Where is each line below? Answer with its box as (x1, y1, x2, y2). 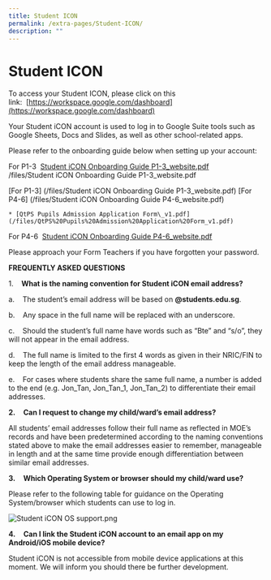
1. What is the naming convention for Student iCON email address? (8, 279, 243, 289)
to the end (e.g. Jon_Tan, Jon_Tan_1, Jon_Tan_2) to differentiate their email (8, 383, 256, 393)
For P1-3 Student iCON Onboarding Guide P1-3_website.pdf (8, 161, 209, 171)
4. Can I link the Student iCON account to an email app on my (8, 529, 224, 539)
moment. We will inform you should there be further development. (8, 562, 229, 572)
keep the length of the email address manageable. (8, 359, 176, 369)
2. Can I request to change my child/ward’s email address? (8, 407, 217, 418)
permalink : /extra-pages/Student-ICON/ (8, 19, 144, 28)
